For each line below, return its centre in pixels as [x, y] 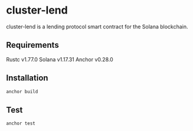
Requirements [32, 45]
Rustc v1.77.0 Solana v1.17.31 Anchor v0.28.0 [60, 59]
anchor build [22, 91]
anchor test [21, 124]
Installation [27, 78]
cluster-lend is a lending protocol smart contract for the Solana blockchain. [97, 27]
